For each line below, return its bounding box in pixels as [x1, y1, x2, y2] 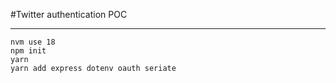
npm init [10, 46, 47, 56]
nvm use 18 [10, 37, 56, 47]
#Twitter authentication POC [10, 9, 128, 20]
